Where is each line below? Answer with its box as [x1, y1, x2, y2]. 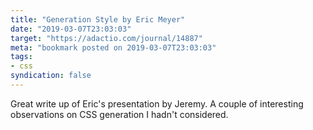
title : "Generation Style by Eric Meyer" [10, 14, 186, 25]
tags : [10, 52, 33, 62]
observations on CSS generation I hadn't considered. [10, 108, 229, 120]
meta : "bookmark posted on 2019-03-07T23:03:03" [10, 42, 217, 53]
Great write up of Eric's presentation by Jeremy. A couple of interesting [10, 97, 304, 110]
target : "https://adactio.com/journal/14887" [10, 33, 203, 43]
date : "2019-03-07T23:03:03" [10, 24, 132, 34]
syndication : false [10, 71, 92, 81]
